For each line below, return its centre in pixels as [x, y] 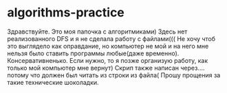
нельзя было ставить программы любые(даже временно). [93, 53]
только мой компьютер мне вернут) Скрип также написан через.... [106, 68]
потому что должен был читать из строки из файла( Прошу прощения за [114, 75]
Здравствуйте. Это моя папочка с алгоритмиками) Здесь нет [97, 31]
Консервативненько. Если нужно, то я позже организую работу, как [108, 60]
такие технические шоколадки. [53, 82]
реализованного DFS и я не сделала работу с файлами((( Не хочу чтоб [111, 38]
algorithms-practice [66, 13]
